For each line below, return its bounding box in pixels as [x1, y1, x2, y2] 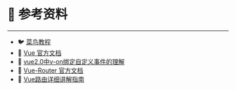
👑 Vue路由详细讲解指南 [17, 75, 85, 83]
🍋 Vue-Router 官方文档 [17, 66, 84, 75]
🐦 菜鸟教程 [17, 37, 51, 46]
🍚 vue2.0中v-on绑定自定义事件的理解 [17, 57, 125, 65]
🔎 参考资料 [7, 6, 68, 22]
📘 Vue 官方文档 [17, 49, 62, 57]
